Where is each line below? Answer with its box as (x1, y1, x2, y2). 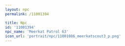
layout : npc (5, 7, 29, 12)
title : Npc (5, 20, 27, 25)
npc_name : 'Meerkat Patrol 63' (5, 30, 69, 34)
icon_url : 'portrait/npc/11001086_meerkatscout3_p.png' (5, 34, 121, 39)
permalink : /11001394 (5, 12, 49, 16)
